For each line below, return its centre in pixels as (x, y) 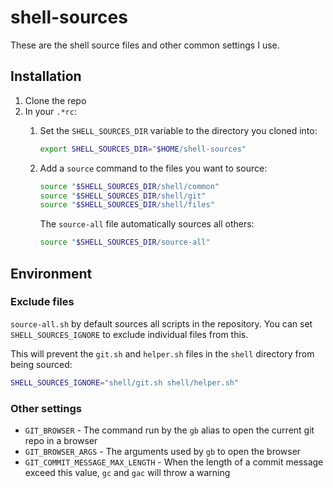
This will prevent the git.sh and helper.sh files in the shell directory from (162, 353)
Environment (51, 273)
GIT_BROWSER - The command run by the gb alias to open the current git (169, 430)
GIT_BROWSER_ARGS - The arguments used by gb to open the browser (163, 451)
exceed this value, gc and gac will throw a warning (127, 472)
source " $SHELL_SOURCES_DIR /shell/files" (127, 205)
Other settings (46, 408)
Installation (46, 76)
